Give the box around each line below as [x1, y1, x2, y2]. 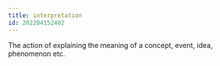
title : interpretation [8, 11, 82, 20]
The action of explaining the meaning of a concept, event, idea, [8, 40, 214, 49]
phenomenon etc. [8, 49, 65, 58]
